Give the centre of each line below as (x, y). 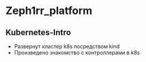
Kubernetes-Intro (38, 32)
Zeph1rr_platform (49, 11)
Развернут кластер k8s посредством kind (67, 46)
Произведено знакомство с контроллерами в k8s (77, 53)
